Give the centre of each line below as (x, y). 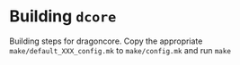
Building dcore (63, 16)
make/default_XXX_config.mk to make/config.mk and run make (120, 50)
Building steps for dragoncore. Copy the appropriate (106, 41)
